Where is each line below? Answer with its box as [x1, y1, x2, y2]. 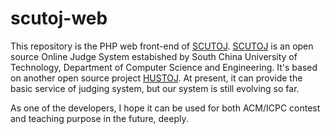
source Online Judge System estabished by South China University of [10, 50, 298, 62]
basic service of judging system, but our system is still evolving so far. [10, 82, 300, 94]
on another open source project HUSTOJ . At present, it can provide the [10, 72, 303, 84]
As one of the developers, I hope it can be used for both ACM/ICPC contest [10, 102, 321, 114]
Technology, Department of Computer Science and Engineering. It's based [10, 61, 318, 73]
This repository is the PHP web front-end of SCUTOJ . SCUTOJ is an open [10, 40, 314, 52]
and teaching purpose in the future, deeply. [10, 112, 189, 124]
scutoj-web [10, 7, 108, 30]
